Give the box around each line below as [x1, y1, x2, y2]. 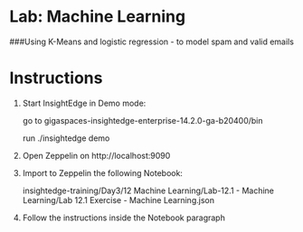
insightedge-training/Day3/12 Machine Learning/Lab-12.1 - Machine [22, 185, 274, 196]
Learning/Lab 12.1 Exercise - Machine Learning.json [22, 194, 215, 205]
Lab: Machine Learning [9, 6, 186, 27]
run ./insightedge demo [22, 133, 110, 144]
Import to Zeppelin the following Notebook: [22, 167, 184, 178]
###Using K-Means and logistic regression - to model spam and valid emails [9, 36, 294, 47]
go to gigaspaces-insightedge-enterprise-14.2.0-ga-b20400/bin [22, 115, 264, 125]
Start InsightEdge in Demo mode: [22, 97, 147, 108]
